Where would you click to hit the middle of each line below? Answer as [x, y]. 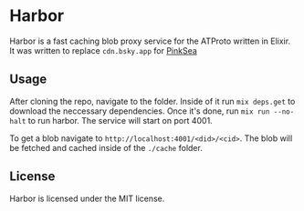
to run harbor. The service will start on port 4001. [120, 120]
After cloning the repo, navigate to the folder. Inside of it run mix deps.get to [152, 101]
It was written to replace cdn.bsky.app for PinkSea [104, 50]
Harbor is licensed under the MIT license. [87, 198]
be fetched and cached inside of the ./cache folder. [106, 147]
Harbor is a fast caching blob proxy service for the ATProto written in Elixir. [150, 41]
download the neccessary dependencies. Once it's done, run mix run [140, 111]
